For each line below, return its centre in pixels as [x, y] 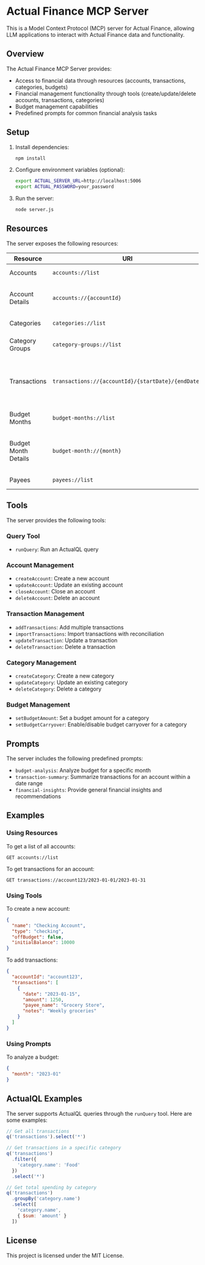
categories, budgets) [41, 87]
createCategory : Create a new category [65, 676]
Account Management [40, 565]
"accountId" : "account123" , [48, 977]
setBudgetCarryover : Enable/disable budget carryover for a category [101, 725]
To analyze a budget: [33, 1057]
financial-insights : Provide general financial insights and [88, 790]
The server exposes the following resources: [63, 243]
